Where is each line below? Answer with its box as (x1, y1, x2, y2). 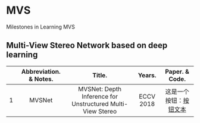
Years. (137, 71, 157, 79)
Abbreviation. (21, 67, 61, 75)
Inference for (81, 92, 118, 100)
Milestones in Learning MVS (6, 23, 76, 30)
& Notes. (29, 75, 54, 83)
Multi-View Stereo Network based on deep (6, 40, 168, 51)
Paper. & (164, 67, 189, 75)
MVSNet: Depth (78, 84, 122, 93)
